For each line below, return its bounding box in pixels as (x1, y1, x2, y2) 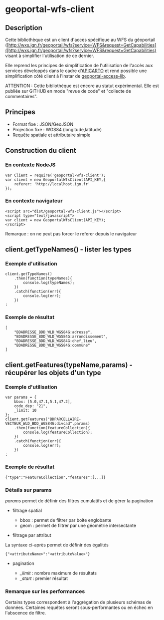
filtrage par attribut (12, 532, 51, 538)
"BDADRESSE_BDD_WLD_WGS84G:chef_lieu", (14, 338, 97, 344)
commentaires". (5, 94, 38, 99)
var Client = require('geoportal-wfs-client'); (5, 173, 106, 178)
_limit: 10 (14, 408, 37, 413)
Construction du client (5, 146, 76, 155)
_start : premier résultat (19, 575, 68, 581)
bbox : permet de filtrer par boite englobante (19, 517, 112, 523)
